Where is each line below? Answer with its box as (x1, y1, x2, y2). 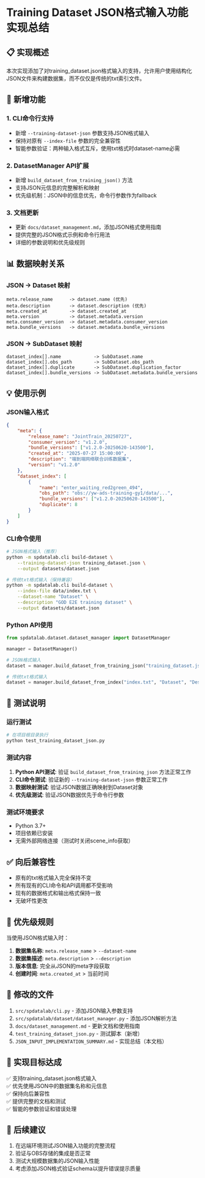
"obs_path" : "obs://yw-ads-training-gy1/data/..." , (38, 490, 173, 496)
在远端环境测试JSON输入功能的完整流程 (15, 1142, 116, 1149)
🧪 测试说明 (6, 698, 46, 708)
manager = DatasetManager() (6, 646, 78, 652)
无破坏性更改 (15, 897, 48, 905)
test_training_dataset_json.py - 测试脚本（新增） (15, 1029, 143, 1037)
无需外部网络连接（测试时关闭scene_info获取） (15, 837, 134, 844)
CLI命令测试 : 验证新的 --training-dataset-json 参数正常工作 (15, 776, 168, 783)
